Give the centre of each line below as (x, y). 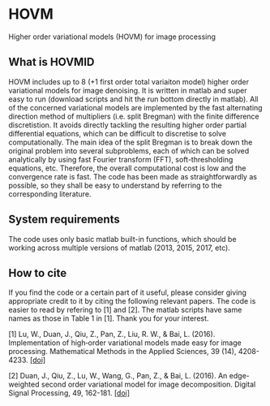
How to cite (38, 273)
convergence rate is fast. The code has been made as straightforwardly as (133, 176)
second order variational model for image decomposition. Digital (148, 384)
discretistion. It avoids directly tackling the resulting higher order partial (128, 125)
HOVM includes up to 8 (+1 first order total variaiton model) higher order (129, 81)
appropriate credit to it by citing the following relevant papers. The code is (132, 301)
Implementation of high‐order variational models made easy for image (125, 343)
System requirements (64, 220)
